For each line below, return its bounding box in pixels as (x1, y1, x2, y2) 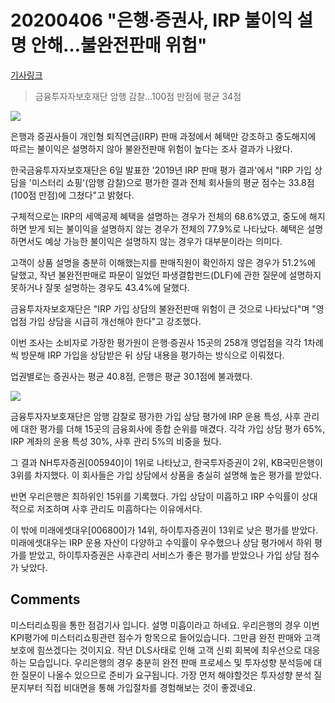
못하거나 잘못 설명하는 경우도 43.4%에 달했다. (10, 281, 190, 293)
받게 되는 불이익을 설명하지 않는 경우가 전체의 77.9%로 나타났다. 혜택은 (28, 222, 305, 235)
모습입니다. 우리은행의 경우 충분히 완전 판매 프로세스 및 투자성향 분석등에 (28, 656, 312, 668)
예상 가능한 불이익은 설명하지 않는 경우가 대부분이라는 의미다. (44, 235, 283, 247)
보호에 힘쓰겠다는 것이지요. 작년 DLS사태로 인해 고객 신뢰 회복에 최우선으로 (10, 644, 302, 656)
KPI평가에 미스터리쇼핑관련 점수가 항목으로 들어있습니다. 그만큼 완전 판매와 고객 (10, 631, 321, 643)
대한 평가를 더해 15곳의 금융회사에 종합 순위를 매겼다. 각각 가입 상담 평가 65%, (20, 422, 326, 435)
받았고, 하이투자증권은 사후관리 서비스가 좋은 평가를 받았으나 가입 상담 (28, 549, 302, 561)
